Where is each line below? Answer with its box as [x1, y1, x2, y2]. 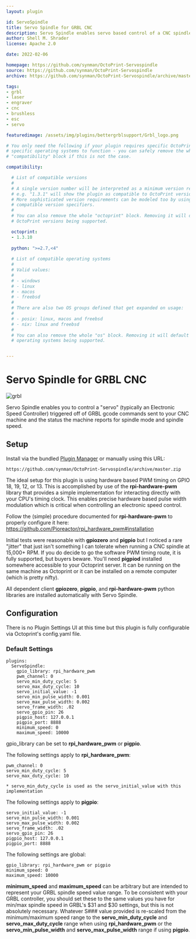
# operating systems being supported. [11, 338, 106, 344]
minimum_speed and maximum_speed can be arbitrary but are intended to [6, 882, 188, 890]
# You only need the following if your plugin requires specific [6, 143, 168, 149]
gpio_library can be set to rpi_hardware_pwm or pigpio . [6, 740, 142, 747]
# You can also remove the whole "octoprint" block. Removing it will [11, 213, 187, 219]
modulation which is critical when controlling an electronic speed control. [6, 501, 182, 508]
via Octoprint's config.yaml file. [6, 630, 82, 637]
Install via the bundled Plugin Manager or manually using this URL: [6, 455, 165, 462]
